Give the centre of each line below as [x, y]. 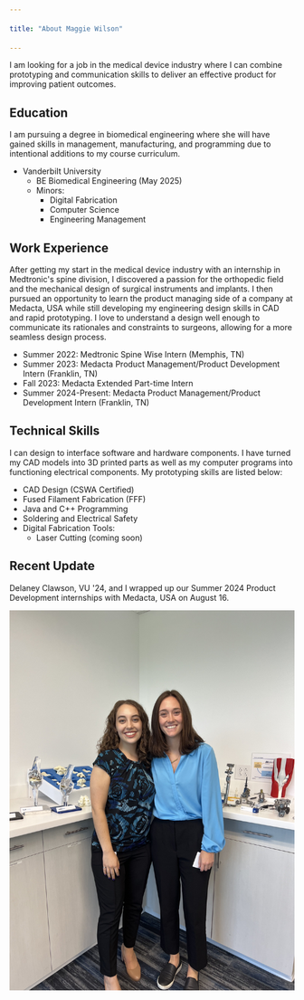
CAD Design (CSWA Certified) [78, 490]
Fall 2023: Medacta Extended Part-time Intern [108, 383]
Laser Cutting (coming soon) [89, 538]
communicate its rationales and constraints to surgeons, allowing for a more [151, 327]
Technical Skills [55, 431]
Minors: [50, 191]
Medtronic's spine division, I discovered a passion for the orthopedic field [147, 279]
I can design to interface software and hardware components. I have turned [150, 452]
